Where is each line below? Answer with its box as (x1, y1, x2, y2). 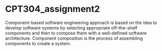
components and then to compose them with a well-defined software (5, 30, 147, 36)
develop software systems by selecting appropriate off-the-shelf (5, 25, 138, 30)
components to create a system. (5, 40, 71, 46)
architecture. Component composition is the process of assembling (5, 35, 143, 41)
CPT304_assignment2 (5, 3, 100, 15)
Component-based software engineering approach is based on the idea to (5, 20, 158, 25)
